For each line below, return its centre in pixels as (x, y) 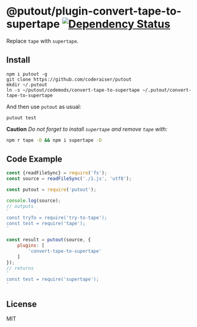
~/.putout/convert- (167, 90)
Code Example (34, 159)
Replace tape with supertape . (43, 41)
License (22, 304)
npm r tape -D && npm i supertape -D (54, 140)
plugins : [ (31, 246)
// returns (20, 268)
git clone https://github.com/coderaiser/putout (69, 79)
